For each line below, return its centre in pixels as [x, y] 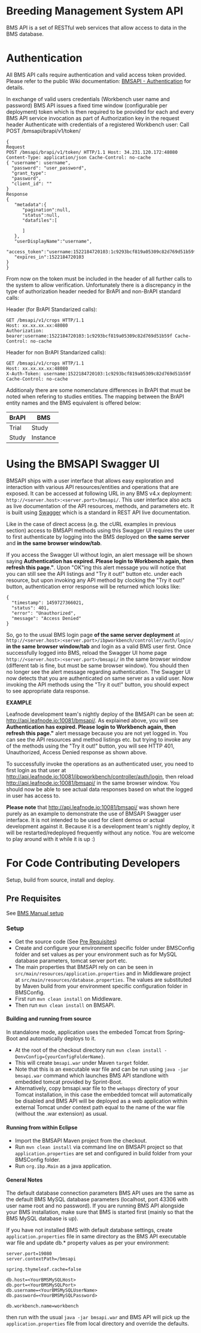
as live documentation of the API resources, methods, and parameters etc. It [100, 506]
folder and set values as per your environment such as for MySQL [96, 954]
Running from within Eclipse [42, 1127]
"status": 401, [31, 608]
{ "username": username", [38, 163]
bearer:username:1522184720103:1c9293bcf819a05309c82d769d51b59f [89, 336]
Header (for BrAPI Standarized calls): [52, 309]
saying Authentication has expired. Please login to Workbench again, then [100, 561]
